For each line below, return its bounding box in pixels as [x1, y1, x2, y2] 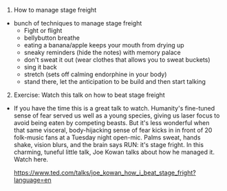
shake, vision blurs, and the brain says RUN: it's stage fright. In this [13, 141, 204, 148]
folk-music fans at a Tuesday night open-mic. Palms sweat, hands [13, 133, 201, 142]
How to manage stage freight [13, 6, 97, 14]
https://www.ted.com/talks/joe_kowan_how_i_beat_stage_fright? [13, 168, 196, 177]
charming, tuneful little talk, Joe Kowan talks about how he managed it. [13, 148, 215, 156]
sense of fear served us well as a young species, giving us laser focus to [13, 111, 220, 120]
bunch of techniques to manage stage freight [13, 19, 142, 27]
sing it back [23, 63, 57, 71]
